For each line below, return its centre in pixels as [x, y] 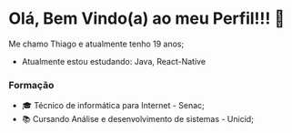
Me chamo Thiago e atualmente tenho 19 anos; [96, 44]
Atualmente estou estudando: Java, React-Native [114, 61]
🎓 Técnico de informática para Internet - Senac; [113, 106]
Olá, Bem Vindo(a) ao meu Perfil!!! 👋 [147, 19]
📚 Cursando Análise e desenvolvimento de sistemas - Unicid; [137, 119]
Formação [31, 85]
